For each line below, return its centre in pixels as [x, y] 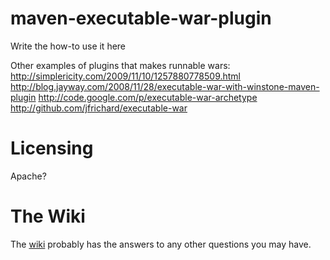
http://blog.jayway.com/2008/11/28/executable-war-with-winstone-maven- [165, 86]
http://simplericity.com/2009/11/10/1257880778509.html [125, 76]
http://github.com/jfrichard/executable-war [99, 108]
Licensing [52, 148]
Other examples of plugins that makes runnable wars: [120, 65]
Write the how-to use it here [68, 46]
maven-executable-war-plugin [141, 18]
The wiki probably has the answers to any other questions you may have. [161, 244]
